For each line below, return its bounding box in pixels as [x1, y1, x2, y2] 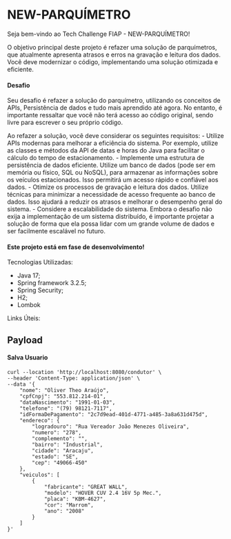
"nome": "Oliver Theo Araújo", [19, 386, 110, 393]
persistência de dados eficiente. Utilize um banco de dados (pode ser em [7, 161, 216, 169]
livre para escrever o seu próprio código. [7, 118, 123, 127]
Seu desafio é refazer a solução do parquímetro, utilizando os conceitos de [7, 97, 221, 105]
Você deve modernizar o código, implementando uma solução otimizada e [7, 57, 219, 66]
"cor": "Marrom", [43, 501, 94, 509]
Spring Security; [17, 286, 64, 295]
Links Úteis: [7, 314, 41, 322]
